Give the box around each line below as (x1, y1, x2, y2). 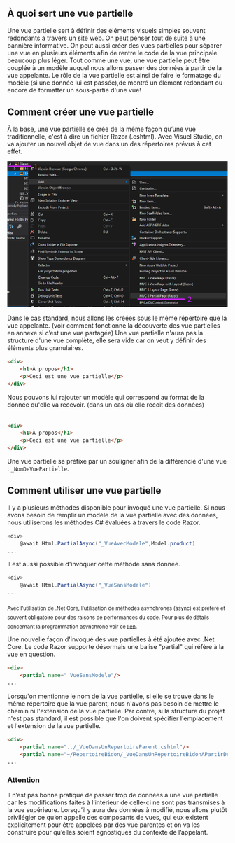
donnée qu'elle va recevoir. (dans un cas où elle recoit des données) (7, 400, 205, 409)
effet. (7, 147, 23, 155)
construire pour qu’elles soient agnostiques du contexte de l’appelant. (7, 828, 208, 836)
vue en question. (7, 650, 56, 659)
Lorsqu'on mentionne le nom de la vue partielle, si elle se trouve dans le (7, 692, 215, 701)
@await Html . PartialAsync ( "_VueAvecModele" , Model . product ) (20, 540, 196, 547)
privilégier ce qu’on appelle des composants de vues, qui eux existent (7, 813, 208, 821)
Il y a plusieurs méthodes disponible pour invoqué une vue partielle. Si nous (7, 503, 226, 512)
